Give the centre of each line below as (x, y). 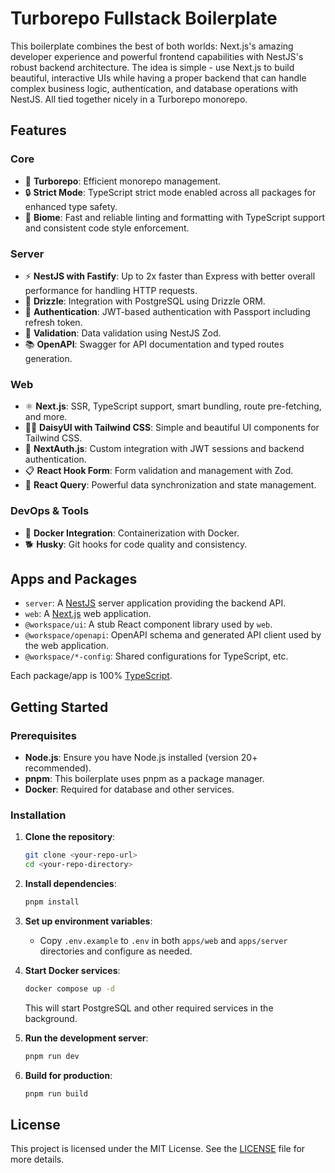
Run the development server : (86, 1038)
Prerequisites (43, 735)
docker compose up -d (69, 988)
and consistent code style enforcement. (107, 228)
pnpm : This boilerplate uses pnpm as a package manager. (144, 779)
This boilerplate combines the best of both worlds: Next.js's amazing (152, 46)
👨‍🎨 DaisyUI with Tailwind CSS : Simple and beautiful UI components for (172, 428)
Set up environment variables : (88, 921)
